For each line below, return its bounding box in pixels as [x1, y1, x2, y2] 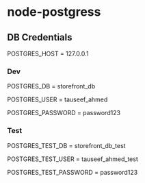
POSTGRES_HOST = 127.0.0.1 [7, 49, 89, 58]
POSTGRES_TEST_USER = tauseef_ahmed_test [7, 155, 138, 163]
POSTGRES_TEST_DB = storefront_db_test [7, 141, 126, 149]
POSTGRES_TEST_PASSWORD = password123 [7, 168, 138, 176]
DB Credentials [7, 32, 72, 43]
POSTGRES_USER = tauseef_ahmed [7, 95, 108, 103]
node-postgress [7, 4, 101, 20]
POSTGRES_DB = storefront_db [7, 82, 96, 90]
